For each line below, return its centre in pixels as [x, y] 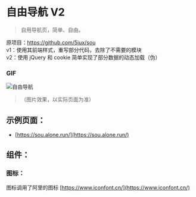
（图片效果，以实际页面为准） [57, 99]
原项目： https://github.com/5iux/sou [51, 42]
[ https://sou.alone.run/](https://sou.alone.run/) [72, 135]
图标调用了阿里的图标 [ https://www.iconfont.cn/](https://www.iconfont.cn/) [98, 187]
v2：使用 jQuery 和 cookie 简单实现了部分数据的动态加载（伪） [83, 57]
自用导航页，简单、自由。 [52, 30]
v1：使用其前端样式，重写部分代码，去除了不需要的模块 [74, 50]
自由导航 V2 [36, 12]
